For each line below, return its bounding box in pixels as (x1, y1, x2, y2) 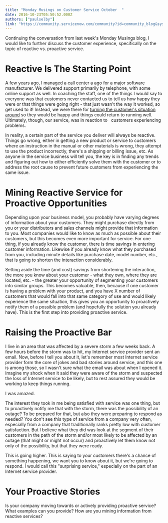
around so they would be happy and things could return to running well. (5, 112, 152, 118)
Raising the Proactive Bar (5, 327, 112, 338)
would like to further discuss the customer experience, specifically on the (5, 41, 156, 47)
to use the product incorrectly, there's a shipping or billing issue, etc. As (5, 148, 153, 154)
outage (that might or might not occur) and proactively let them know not (5, 437, 155, 444)
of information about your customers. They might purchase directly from (5, 220, 154, 226)
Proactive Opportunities (5, 198, 107, 209)
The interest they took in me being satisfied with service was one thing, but (5, 400, 160, 406)
